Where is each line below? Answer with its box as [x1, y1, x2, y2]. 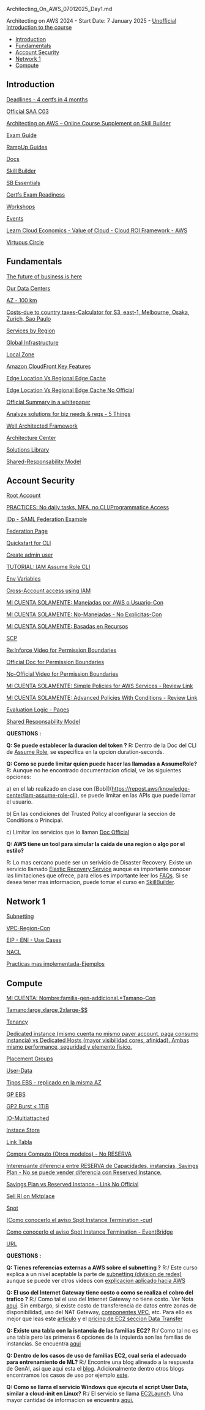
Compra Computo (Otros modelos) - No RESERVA [6, 1150, 132, 1157]
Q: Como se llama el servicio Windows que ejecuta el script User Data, [6, 1384, 188, 1391]
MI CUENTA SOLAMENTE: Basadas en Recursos [6, 623, 129, 630]
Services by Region [6, 327, 56, 334]
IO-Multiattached [6, 1114, 50, 1122]
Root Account [6, 492, 41, 499]
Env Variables [6, 575, 41, 582]
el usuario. [6, 798, 33, 805]
